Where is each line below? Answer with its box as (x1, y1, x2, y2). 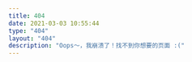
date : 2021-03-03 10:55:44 (8, 19, 100, 27)
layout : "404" (8, 34, 57, 43)
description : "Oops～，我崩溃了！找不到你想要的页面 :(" (8, 42, 185, 50)
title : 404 (8, 11, 45, 20)
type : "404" (8, 27, 49, 35)
